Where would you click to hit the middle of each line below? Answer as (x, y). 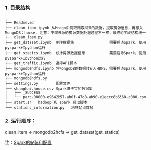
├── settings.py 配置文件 (38, 84)
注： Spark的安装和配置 (28, 142)
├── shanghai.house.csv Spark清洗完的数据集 (49, 89)
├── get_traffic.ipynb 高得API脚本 (41, 63)
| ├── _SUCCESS (23, 93)
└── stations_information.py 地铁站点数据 (49, 108)
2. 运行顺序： (21, 121)
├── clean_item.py (24, 37)
